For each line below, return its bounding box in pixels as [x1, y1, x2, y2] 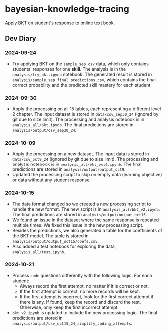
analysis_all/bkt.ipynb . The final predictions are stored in [12, 121, 134, 128]
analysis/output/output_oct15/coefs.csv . [12, 238, 99, 244]
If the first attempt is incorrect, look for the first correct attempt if [19, 293, 154, 300]
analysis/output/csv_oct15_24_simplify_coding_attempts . [12, 320, 133, 326]
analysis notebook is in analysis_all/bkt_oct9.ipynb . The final [12, 161, 142, 167]
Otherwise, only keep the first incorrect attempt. [19, 304, 119, 310]
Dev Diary [5, 34, 36, 43]
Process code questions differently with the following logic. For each [12, 272, 152, 278]
